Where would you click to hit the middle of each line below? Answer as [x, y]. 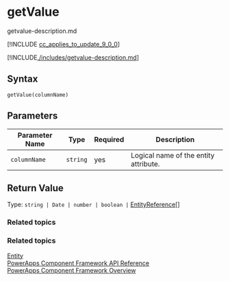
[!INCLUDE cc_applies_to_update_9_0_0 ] [64, 44]
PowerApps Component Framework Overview [72, 270]
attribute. [145, 164]
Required [109, 139]
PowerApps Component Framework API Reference [78, 263]
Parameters [33, 116]
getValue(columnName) [38, 95]
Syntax [23, 79]
